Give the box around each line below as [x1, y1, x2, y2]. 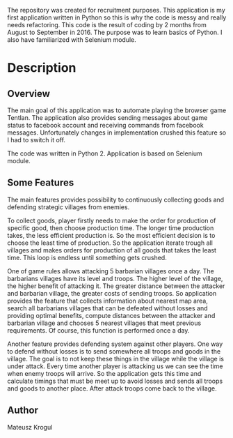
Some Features [7, 177, 74, 189]
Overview [7, 87, 51, 100]
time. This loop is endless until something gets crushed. [7, 253, 167, 262]
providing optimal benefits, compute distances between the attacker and [7, 311, 216, 319]
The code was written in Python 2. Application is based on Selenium [7, 149, 203, 158]
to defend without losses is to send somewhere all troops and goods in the [7, 347, 221, 355]
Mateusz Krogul [7, 423, 53, 431]
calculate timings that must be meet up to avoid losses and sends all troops [7, 377, 223, 385]
